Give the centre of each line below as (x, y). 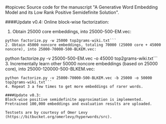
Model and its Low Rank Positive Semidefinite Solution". (62, 12)
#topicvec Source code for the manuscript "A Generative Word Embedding (82, 7)
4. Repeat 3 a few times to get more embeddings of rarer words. (74, 86)
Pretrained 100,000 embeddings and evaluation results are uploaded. (79, 104)
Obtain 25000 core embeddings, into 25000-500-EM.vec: (72, 31)
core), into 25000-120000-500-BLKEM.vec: (50, 69)
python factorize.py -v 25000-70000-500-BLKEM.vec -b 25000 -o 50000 (79, 78)
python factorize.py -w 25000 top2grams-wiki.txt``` (61, 41)
